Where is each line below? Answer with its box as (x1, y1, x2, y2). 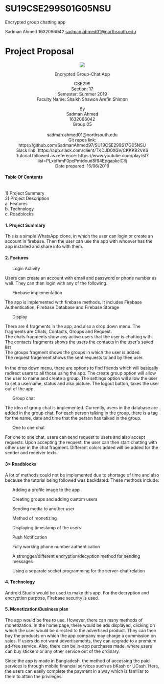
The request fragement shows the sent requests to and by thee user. (5, 354, 143, 360)
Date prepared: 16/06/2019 (55, 163, 110, 169)
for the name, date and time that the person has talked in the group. (5, 415, 141, 421)
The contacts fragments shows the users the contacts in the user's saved (5, 339, 154, 345)
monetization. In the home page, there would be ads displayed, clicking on (5, 622, 155, 628)
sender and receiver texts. (5, 450, 58, 456)
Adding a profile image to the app (12, 487, 80, 493)
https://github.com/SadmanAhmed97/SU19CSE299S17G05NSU (18, 142, 146, 148)
